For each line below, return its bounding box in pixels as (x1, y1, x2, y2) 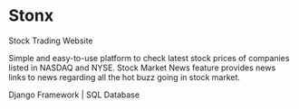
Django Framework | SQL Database (8, 89, 140, 100)
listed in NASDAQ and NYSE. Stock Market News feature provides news (8, 62, 276, 73)
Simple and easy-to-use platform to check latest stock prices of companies (8, 52, 290, 63)
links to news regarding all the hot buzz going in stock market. (8, 71, 241, 82)
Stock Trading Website (8, 35, 93, 46)
